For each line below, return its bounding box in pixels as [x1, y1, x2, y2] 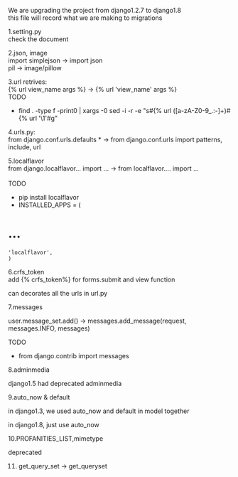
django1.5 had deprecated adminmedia [8, 379, 122, 387]
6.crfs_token [8, 267, 45, 276]
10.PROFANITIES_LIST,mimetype [8, 434, 104, 443]
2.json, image [8, 49, 48, 57]
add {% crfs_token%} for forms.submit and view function [8, 275, 175, 284]
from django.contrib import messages [18, 351, 130, 360]
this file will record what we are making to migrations [8, 14, 163, 22]
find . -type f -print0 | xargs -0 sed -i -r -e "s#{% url [18, 107, 172, 114]
